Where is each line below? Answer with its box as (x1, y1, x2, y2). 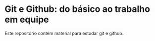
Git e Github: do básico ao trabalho (4, 3, 151, 15)
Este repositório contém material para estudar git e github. (4, 30, 124, 36)
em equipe (4, 14, 49, 25)
